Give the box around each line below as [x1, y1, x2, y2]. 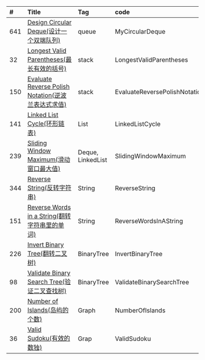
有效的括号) [33, 64, 67, 73]
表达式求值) [33, 100, 67, 109]
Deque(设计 [27, 27, 61, 35]
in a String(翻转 [27, 212, 71, 220]
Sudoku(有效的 [27, 334, 70, 342]
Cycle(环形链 [27, 119, 65, 128]
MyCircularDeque [115, 28, 166, 35]
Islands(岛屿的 [27, 306, 69, 314]
